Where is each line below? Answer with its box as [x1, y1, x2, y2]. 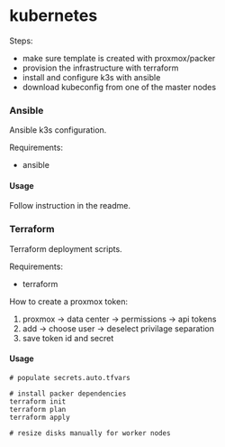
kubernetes [9, 5, 98, 26]
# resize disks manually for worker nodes [9, 428, 171, 438]
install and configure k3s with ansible [22, 71, 161, 82]
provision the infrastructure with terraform [22, 62, 179, 73]
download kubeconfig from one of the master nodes [22, 81, 217, 92]
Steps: [9, 35, 33, 46]
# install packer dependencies [9, 389, 127, 398]
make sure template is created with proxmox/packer [22, 52, 216, 63]
